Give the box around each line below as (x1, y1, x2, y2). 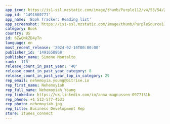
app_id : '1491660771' (5, 12, 51, 17)
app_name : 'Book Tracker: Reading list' (5, 17, 92, 22)
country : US (5, 31, 30, 36)
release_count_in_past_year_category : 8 (5, 69, 92, 74)
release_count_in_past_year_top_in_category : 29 (5, 73, 110, 78)
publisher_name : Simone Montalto (5, 54, 76, 60)
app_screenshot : (5, 21, 39, 27)
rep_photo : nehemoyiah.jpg (5, 102, 62, 107)
